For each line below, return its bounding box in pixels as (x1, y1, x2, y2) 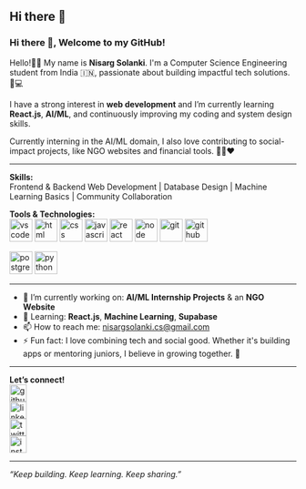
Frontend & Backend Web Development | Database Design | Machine (9, 181, 268, 192)
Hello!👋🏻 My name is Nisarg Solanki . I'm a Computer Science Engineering (9, 56, 288, 68)
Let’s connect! (9, 374, 66, 385)
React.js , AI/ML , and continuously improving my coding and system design (9, 108, 293, 119)
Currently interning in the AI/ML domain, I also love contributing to (9, 136, 258, 147)
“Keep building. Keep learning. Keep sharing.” (9, 468, 182, 479)
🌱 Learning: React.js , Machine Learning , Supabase (22, 311, 219, 321)
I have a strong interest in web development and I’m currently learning (9, 98, 275, 109)
